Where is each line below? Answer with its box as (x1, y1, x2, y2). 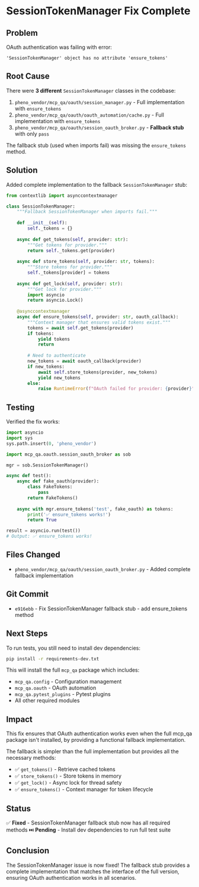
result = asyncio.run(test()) (6, 528, 81, 534)
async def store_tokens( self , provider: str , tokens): (17, 259, 155, 265)
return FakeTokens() (27, 495, 78, 501)
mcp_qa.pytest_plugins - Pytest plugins (14, 691, 111, 698)
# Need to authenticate (27, 353, 86, 359)
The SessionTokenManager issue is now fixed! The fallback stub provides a (6, 861, 190, 869)
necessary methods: (6, 754, 56, 761)
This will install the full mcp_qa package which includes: (6, 666, 140, 673)
